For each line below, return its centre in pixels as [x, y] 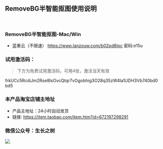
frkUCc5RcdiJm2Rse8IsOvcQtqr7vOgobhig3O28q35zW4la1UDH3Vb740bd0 [81, 81]
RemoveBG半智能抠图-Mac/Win [43, 34]
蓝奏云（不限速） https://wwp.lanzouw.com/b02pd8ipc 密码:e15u [77, 46]
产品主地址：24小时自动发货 [40, 111]
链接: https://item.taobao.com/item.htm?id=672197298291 [70, 117]
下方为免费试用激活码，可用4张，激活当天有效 [63, 71]
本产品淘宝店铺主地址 [30, 99]
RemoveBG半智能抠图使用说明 [51, 9]
